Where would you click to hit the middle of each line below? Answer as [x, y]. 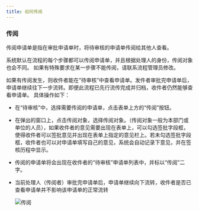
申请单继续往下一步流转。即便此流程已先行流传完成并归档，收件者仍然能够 [97, 87]
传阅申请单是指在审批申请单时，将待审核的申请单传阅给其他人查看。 [89, 47]
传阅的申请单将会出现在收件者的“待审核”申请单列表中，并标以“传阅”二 [100, 162]
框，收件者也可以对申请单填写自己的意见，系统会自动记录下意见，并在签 [103, 142]
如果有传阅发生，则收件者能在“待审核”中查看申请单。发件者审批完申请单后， [99, 80]
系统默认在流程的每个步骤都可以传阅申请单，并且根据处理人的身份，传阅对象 [99, 60]
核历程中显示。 [33, 149]
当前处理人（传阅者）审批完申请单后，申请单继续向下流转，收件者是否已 [103, 182]
